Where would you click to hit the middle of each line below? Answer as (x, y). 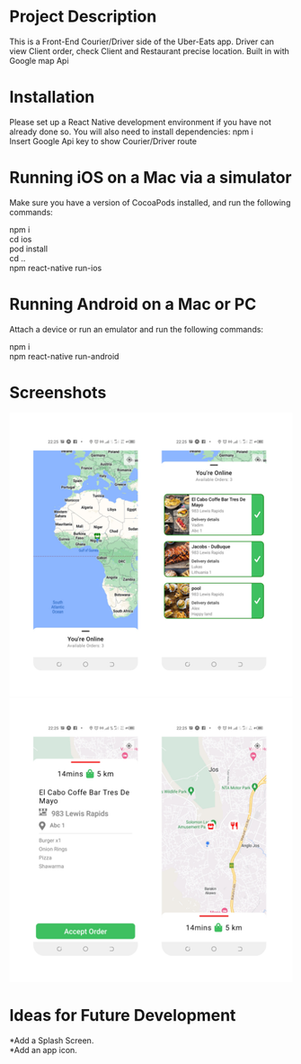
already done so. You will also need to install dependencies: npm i (131, 132)
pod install (28, 249)
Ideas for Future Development (123, 1015)
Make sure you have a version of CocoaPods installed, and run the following (150, 202)
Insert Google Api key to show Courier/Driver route (103, 141)
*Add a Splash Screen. (52, 1040)
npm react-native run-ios (56, 268)
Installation (52, 97)
